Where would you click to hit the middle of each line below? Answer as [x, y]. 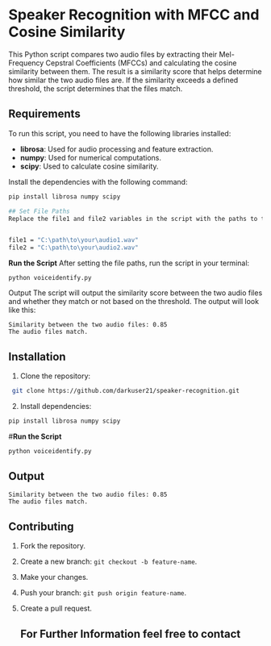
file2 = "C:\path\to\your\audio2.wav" [73, 248]
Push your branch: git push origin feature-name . [103, 593]
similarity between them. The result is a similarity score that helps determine [135, 71]
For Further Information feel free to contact [130, 633]
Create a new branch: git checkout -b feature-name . [108, 561]
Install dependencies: [56, 406]
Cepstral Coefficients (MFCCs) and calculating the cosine [141, 63]
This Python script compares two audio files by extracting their [113, 54]
